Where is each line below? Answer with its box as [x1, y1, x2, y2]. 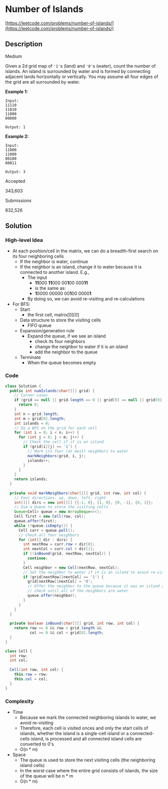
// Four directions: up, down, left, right [14, 495, 106, 500]
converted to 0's [19, 741, 54, 747]
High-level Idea [5, 237, 43, 244]
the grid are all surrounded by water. [5, 79, 80, 85]
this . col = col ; [14, 676, 48, 681]
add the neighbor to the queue [34, 349, 98, 355]
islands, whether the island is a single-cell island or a [19, 730, 129, 736]
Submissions [5, 197, 31, 203]
